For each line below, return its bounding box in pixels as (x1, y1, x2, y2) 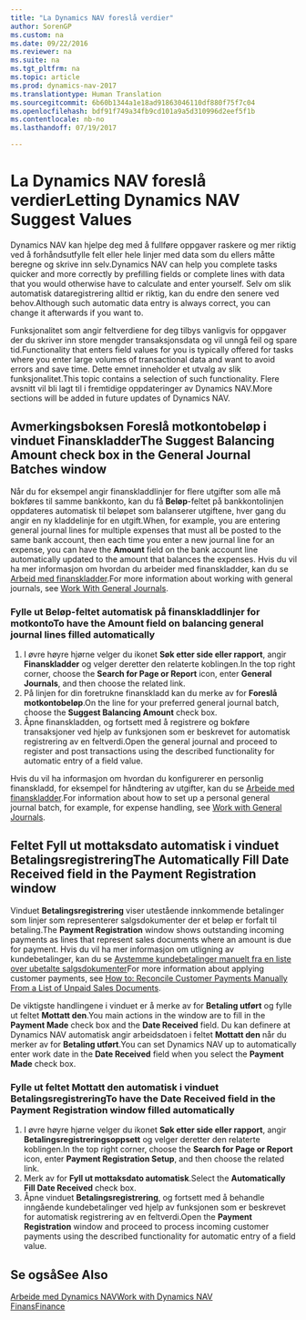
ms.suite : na (10, 56, 60, 65)
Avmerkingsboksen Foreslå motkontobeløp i (10, 419, 267, 435)
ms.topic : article (10, 73, 80, 82)
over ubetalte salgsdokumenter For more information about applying (10, 963, 265, 974)
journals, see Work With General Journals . (10, 582, 169, 593)
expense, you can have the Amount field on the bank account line (10, 544, 259, 555)
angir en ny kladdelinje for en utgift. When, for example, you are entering (10, 515, 280, 526)
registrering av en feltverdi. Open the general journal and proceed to (23, 736, 278, 747)
